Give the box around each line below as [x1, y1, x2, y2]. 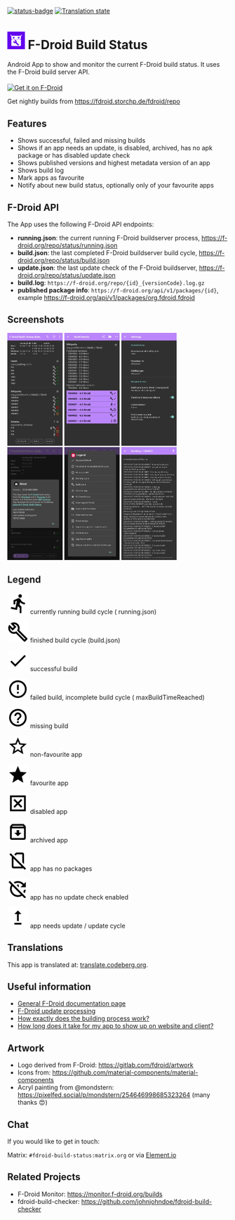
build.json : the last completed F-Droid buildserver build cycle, [17, 249, 198, 257]
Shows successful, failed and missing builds [17, 136, 146, 145]
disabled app [29, 807, 68, 815]
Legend [7, 573, 41, 586]
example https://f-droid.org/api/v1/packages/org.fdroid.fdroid [17, 294, 195, 302]
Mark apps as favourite [17, 174, 85, 182]
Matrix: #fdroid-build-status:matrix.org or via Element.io [7, 1150, 177, 1159]
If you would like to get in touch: [7, 1137, 100, 1146]
